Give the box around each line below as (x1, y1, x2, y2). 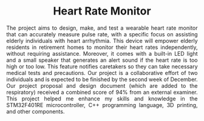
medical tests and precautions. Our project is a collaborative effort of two (6, 69, 198, 76)
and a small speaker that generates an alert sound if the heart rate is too (6, 56, 198, 64)
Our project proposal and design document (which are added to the (6, 82, 198, 89)
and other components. (6, 108, 65, 115)
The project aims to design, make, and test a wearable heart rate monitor (6, 24, 198, 31)
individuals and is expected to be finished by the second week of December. (6, 76, 198, 83)
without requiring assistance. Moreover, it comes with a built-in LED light (6, 50, 198, 57)
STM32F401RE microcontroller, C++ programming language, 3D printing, (6, 101, 198, 108)
